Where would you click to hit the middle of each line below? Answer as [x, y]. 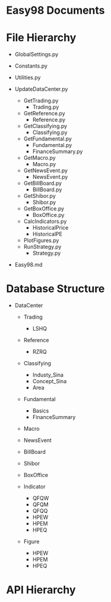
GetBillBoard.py [43, 184]
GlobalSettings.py [37, 54]
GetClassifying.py [45, 126]
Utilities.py [28, 78]
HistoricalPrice [50, 228]
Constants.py [31, 66]
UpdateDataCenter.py [41, 89]
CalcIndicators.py [45, 221]
